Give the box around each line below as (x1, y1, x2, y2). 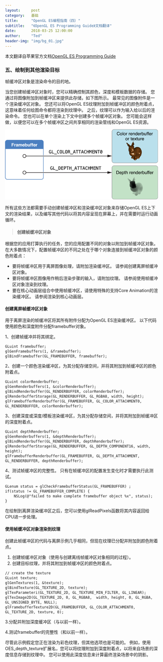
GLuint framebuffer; (5, 344, 47, 349)
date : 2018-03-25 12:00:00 (5, 28, 73, 34)
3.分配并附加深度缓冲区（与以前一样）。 (5, 619, 83, 625)
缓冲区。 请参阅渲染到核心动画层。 (16, 294, 86, 299)
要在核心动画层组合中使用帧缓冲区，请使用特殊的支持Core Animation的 (12, 288, 154, 294)
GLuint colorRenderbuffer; (5, 380, 60, 385)
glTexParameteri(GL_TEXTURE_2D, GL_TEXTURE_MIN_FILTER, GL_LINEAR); (5, 590, 147, 595)
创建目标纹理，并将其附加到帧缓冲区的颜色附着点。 (12, 560, 114, 566)
